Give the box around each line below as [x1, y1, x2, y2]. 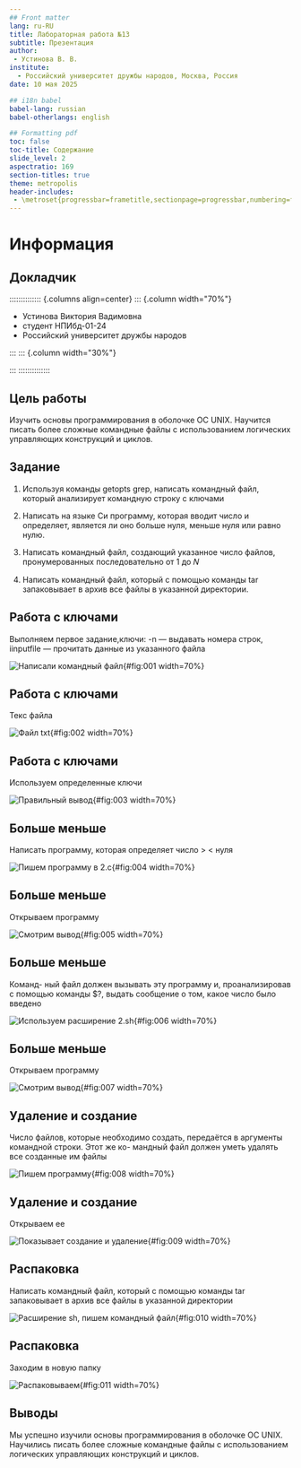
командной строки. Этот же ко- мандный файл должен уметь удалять [9, 1142, 279, 1152]
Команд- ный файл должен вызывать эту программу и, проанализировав [9, 978, 291, 989]
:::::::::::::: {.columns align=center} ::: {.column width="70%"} [9, 293, 232, 305]
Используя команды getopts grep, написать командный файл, [21, 483, 260, 494]
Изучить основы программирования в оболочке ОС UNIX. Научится [9, 414, 271, 425]
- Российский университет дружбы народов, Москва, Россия [17, 72, 239, 81]
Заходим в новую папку [9, 1362, 101, 1373]
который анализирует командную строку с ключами [21, 492, 225, 503]
